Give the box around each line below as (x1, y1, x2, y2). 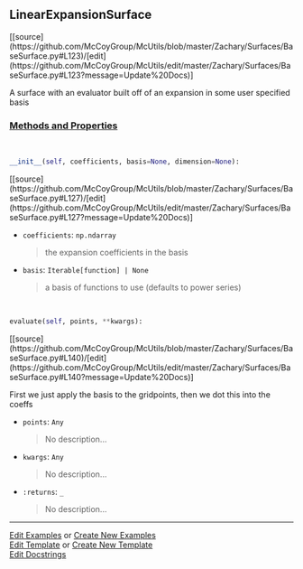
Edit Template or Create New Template (9, 539, 153, 550)
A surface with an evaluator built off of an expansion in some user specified (9, 87, 290, 98)
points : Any (22, 415, 65, 427)
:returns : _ (22, 486, 65, 497)
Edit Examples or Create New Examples (9, 529, 156, 540)
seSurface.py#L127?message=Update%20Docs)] (9, 211, 194, 222)
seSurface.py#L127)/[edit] (9, 192, 106, 203)
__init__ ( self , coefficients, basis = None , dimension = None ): (9, 157, 241, 166)
